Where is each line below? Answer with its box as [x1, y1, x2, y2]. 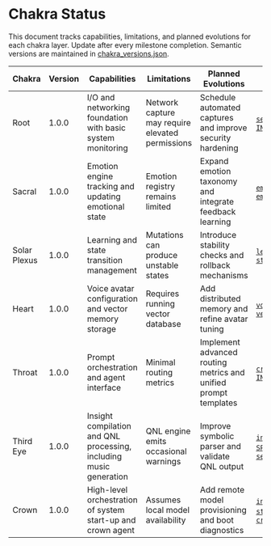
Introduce [200, 229, 237, 240]
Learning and [87, 234, 137, 245]
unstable [145, 260, 179, 271]
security [200, 132, 231, 143]
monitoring [87, 142, 128, 154]
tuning [200, 323, 224, 334]
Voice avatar [87, 282, 135, 294]
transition [87, 254, 123, 265]
